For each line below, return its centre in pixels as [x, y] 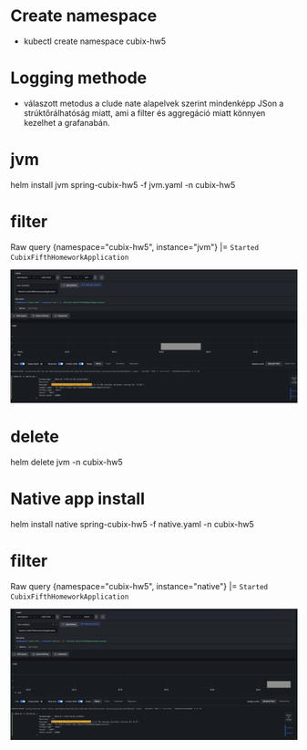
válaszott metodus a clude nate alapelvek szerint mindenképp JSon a [153, 103]
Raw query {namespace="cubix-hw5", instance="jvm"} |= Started [134, 246]
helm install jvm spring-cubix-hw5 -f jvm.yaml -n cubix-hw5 [123, 184]
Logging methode [79, 78]
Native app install [77, 499]
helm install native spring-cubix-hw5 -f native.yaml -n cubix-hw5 [132, 524]
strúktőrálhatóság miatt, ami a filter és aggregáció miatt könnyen [144, 113]
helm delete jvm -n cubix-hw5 [67, 462]
